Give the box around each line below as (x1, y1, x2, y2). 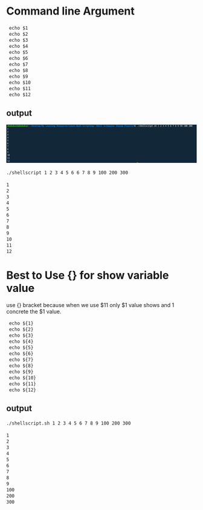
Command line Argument (6, 4, 135, 18)
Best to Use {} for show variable (6, 268, 169, 282)
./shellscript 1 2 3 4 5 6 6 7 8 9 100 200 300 (6, 170, 129, 176)
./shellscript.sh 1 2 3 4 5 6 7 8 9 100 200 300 (6, 420, 131, 426)
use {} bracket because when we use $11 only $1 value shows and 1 (6, 302, 175, 309)
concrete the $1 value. (6, 308, 62, 316)
